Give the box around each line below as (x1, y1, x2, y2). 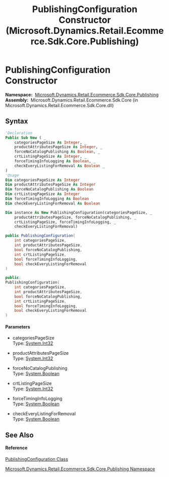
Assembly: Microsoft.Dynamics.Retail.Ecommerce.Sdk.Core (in (5, 97, 138, 103)
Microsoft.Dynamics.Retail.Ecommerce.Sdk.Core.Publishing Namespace (5, 466, 155, 472)
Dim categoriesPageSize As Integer (5, 177, 80, 182)
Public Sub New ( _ (5, 135, 46, 140)
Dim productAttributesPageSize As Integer (5, 182, 96, 187)
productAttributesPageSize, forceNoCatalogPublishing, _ (14, 215, 137, 220)
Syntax (5, 117, 28, 126)
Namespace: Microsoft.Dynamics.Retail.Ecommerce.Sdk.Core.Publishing (5, 91, 159, 98)
